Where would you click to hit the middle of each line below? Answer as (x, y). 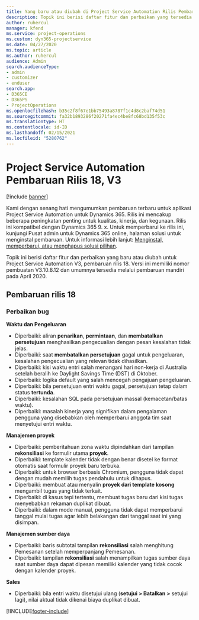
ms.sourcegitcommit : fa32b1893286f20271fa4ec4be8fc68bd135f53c (86, 116)
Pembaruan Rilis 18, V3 (64, 180)
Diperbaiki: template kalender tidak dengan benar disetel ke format (96, 460)
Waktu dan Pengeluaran (36, 325)
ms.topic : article (29, 50)
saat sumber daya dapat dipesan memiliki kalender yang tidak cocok (98, 564)
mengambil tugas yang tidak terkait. (58, 491)
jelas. (21, 348)
